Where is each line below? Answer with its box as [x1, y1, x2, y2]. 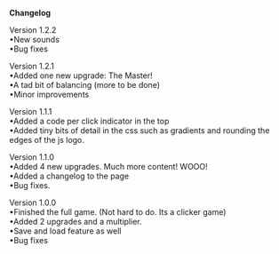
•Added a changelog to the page [9, 171, 130, 181]
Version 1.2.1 [9, 61, 55, 71]
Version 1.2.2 [9, 25, 57, 35]
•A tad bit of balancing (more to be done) [9, 80, 160, 90]
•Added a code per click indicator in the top [9, 115, 170, 126]
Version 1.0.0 [9, 197, 57, 208]
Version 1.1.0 [9, 152, 55, 163]
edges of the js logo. [9, 135, 84, 145]
